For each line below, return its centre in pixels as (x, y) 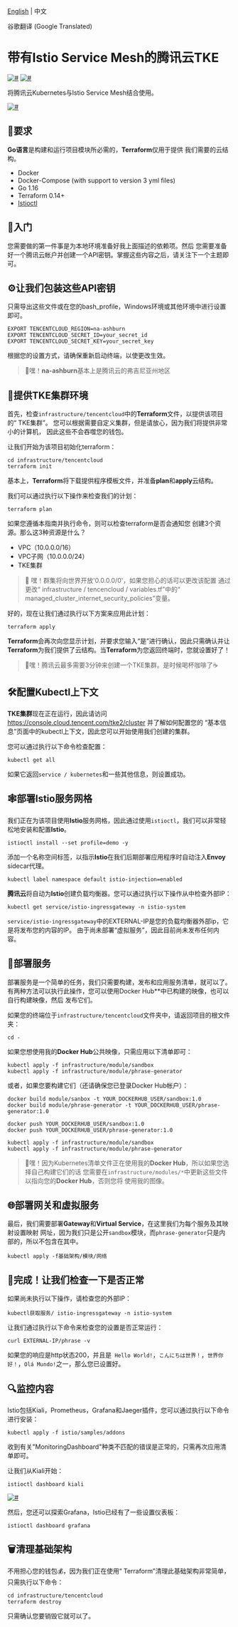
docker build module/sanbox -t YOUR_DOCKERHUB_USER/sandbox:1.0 (104, 1099)
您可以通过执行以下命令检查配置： (57, 747)
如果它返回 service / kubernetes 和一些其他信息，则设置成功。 (98, 774)
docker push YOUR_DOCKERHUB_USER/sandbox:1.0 (76, 1124)
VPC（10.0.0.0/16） (46, 547)
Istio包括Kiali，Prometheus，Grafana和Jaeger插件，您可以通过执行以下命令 (118, 1410)
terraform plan (30, 510)
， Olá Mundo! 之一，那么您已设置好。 (71, 1364)
